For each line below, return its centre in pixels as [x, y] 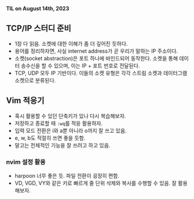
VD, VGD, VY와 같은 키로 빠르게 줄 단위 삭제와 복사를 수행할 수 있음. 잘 [96, 183]
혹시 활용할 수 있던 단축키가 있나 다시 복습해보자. [70, 116]
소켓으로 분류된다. [35, 80]
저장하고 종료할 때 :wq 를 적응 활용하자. [58, 123]
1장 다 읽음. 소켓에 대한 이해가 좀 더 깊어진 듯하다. [71, 43]
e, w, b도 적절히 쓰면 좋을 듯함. [50, 138]
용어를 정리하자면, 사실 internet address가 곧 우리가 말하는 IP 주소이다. [96, 51]
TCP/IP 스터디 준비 [39, 28]
